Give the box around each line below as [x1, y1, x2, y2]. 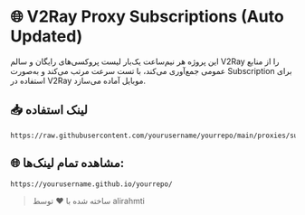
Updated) [10, 26, 83, 47]
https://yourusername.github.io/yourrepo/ [10, 179, 173, 189]
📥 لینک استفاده [10, 102, 89, 118]
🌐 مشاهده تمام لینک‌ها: [10, 155, 125, 171]
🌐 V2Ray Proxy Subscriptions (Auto [10, 6, 284, 27]
